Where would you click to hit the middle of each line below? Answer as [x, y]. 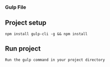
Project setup [26, 23]
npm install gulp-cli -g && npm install [47, 34]
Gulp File [16, 7]
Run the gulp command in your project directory [55, 60]
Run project [23, 49]
